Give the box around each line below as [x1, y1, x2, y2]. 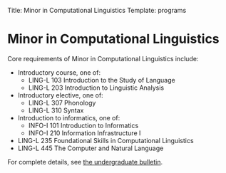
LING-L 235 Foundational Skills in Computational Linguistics [17, 136, 194, 145]
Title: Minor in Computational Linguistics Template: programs [7, 6, 187, 14]
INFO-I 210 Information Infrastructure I [28, 128, 141, 137]
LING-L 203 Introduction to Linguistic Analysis [28, 83, 165, 92]
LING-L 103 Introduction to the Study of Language [28, 75, 176, 84]
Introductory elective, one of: [17, 90, 103, 99]
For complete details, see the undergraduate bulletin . [7, 157, 163, 166]
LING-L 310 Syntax [28, 106, 84, 115]
